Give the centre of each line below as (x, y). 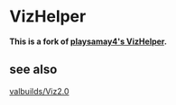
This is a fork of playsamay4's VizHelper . (88, 41)
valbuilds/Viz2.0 (39, 91)
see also (33, 70)
